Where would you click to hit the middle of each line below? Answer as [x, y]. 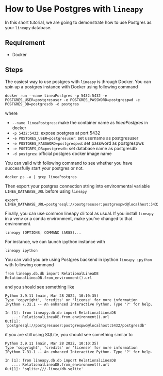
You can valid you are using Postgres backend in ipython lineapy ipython [79, 259]
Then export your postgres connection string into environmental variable [78, 186]
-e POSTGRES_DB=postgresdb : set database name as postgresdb [74, 148]
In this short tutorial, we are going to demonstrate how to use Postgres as [78, 22]
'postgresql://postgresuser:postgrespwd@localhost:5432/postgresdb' [76, 325]
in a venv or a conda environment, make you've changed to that [69, 218]
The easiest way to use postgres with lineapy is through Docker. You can [78, 82]
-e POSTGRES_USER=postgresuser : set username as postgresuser [75, 138]
